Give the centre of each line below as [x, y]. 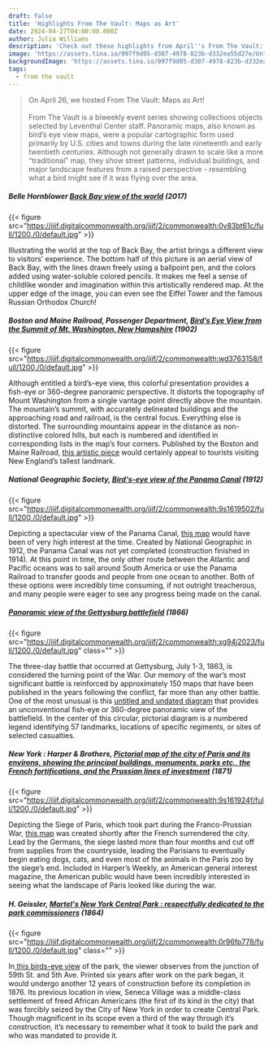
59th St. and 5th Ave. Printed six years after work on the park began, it [126, 975]
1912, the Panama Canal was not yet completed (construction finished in [129, 550]
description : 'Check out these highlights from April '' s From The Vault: [136, 46]
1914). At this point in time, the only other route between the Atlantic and [129, 559]
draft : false [30, 16]
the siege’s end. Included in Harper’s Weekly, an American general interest [133, 868]
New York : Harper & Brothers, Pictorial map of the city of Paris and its [130, 754]
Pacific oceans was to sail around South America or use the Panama [123, 568]
